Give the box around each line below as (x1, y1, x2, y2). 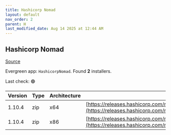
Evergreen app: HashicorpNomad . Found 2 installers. (5, 68, 112, 74)
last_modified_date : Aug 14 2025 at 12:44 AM (5, 26, 103, 31)
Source (5, 58, 20, 64)
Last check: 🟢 (5, 78, 36, 84)
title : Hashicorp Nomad (5, 7, 56, 13)
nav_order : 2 (5, 17, 33, 22)
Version (8, 92, 27, 99)
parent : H (5, 21, 26, 27)
